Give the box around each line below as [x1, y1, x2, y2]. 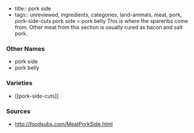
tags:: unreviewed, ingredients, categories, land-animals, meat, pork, [14, 11, 182, 18]
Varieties [6, 79, 32, 87]
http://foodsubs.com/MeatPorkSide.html [14, 120, 113, 127]
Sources [6, 107, 31, 115]
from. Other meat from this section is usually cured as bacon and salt [14, 24, 183, 31]
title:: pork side [14, 5, 51, 12]
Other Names [6, 44, 45, 52]
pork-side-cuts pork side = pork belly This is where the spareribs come [14, 18, 189, 24]
